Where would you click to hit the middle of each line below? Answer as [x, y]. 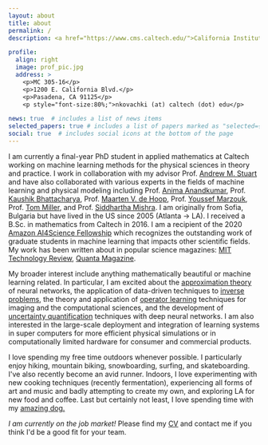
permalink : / [30, 30]
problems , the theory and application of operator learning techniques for [128, 299]
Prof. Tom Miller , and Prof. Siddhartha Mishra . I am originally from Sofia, [126, 207]
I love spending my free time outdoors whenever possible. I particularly [125, 357]
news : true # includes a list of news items [85, 119]
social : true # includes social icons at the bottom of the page [121, 134]
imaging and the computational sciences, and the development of [116, 308]
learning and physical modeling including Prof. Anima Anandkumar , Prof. [127, 190]
